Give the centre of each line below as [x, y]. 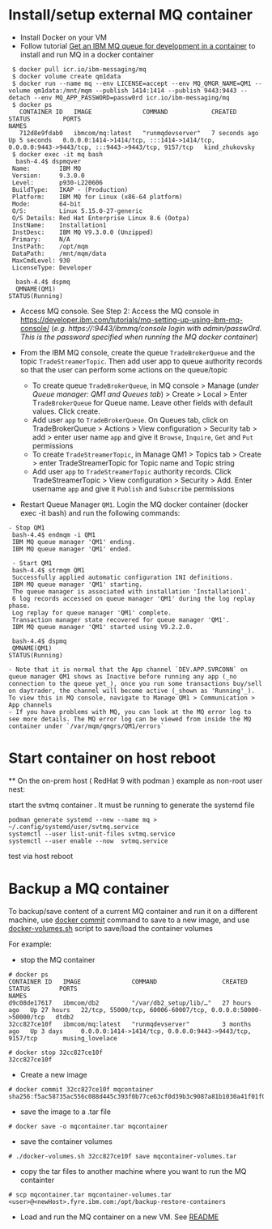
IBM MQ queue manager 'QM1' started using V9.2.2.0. [103, 627]
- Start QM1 [32, 563]
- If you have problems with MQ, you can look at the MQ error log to [130, 712]
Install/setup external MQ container [131, 15]
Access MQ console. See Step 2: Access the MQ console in [119, 311]
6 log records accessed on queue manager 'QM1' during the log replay [133, 598]
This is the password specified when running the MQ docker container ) [139, 337]
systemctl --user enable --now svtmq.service [88, 841]
